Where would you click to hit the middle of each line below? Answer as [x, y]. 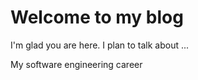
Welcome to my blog [97, 17]
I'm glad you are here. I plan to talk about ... [100, 45]
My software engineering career [76, 64]
